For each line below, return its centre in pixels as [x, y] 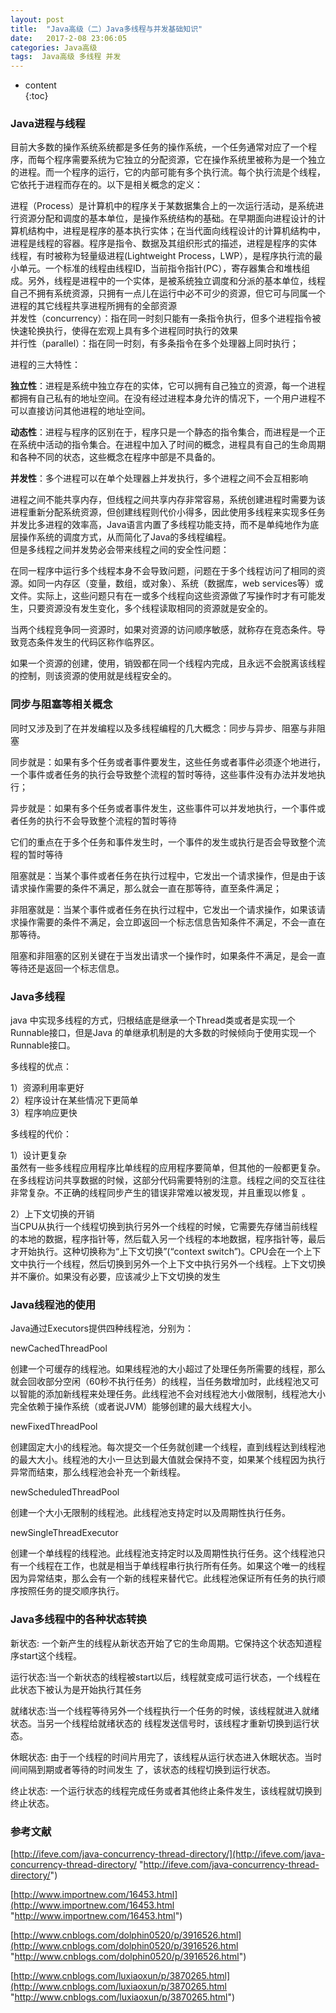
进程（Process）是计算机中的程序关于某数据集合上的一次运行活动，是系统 [163, 206]
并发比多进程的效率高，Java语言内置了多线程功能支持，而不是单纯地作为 [160, 525]
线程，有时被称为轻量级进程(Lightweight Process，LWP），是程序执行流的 [162, 256]
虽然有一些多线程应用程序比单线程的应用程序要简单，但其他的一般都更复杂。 [168, 1168]
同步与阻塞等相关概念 [61, 704]
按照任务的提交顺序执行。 [71, 1591]
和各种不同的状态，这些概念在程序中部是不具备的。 [115, 457]
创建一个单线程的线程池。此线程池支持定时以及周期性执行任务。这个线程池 [163, 1553]
